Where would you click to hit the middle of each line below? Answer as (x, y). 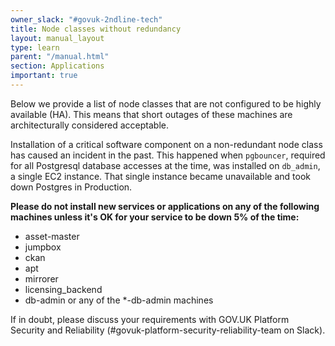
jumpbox (43, 247)
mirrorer (41, 278)
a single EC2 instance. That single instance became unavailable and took (160, 176)
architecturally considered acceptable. (89, 125)
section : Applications (57, 66)
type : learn (35, 47)
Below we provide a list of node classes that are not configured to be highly (166, 103)
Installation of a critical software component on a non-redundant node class (166, 144)
